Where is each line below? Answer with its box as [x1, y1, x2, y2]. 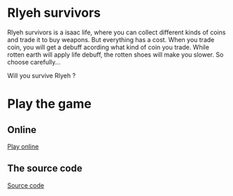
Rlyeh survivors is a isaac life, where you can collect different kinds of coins [7, 28, 226, 36]
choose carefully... [7, 57, 61, 66]
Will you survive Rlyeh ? [7, 71, 76, 80]
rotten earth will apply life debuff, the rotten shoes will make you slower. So [7, 50, 224, 59]
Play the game [7, 96, 92, 112]
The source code [7, 162, 83, 174]
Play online [7, 142, 39, 150]
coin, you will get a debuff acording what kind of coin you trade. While [7, 43, 210, 51]
